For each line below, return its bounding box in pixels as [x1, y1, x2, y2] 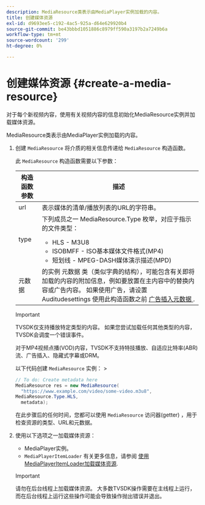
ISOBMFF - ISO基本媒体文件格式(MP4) [52, 246, 164, 255]
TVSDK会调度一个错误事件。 [15, 331, 87, 338]
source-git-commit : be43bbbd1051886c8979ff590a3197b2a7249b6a [6, 26, 168, 32]
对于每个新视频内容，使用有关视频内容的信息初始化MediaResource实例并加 [6, 110, 195, 118]
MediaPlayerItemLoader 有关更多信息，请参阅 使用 [24, 453, 149, 460]
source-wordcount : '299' [6, 37, 70, 43]
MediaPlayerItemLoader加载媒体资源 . [24, 460, 118, 467]
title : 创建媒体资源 [6, 15, 53, 21]
